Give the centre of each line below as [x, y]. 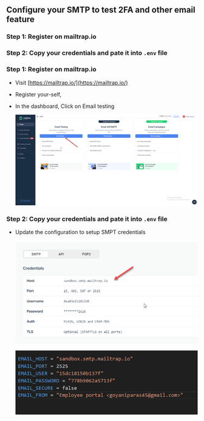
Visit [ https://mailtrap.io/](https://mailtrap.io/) [72, 83]
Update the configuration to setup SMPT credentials [80, 232]
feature [21, 20]
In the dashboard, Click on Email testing [65, 106]
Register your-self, [38, 94]
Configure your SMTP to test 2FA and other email [101, 10]
